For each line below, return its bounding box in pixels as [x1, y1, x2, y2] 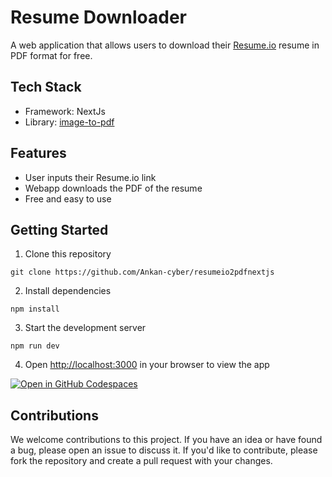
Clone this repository [24, 248, 112, 260]
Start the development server [24, 322, 147, 334]
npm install [10, 304, 60, 315]
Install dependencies [24, 285, 112, 297]
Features [10, 145, 67, 162]
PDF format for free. [10, 49, 93, 61]
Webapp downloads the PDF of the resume [24, 182, 203, 194]
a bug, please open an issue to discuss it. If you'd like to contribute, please [10, 444, 318, 456]
